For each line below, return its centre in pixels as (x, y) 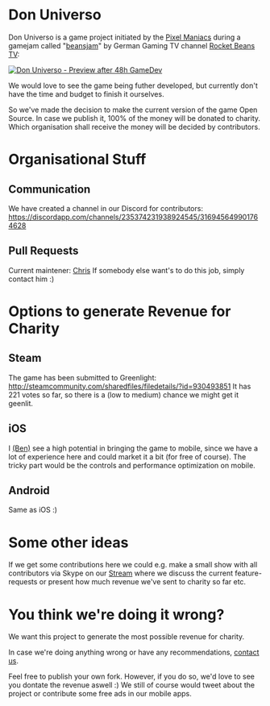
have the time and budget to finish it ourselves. (86, 93)
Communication (50, 189)
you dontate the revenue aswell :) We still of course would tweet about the (132, 685)
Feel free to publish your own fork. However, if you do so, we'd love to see (132, 677)
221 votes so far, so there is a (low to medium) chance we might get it (124, 395)
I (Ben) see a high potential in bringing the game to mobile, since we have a (133, 448)
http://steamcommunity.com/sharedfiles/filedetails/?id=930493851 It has (130, 386)
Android (29, 490)
